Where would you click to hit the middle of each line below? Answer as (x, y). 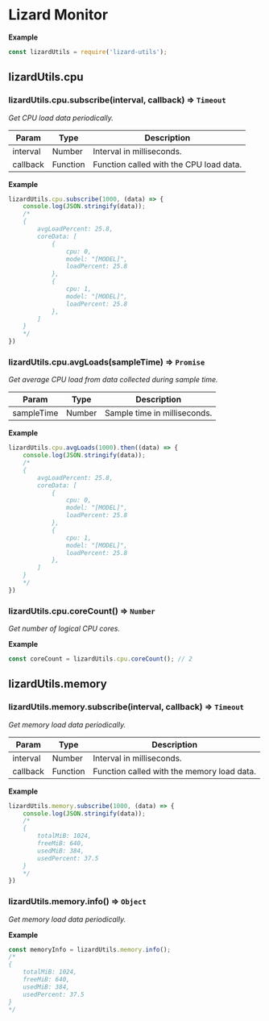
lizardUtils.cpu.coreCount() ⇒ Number (82, 611)
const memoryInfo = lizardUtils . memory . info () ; (90, 949)
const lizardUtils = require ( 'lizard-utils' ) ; (88, 52)
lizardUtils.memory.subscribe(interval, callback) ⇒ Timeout (126, 707)
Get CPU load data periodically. (61, 118)
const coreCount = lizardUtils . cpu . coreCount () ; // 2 (101, 659)
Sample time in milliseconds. (158, 413)
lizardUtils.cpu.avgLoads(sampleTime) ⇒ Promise (107, 362)
